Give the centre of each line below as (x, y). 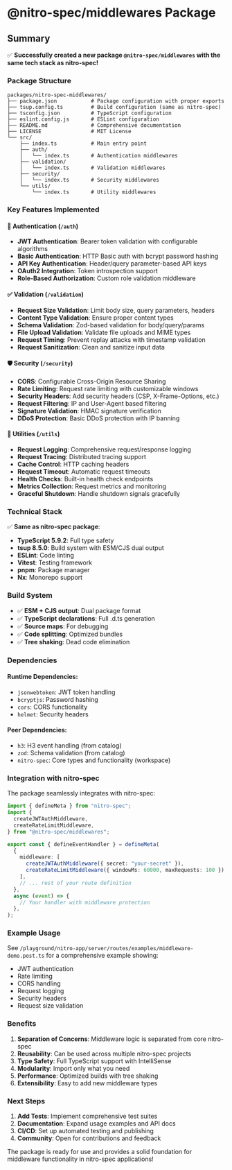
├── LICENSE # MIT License (69, 132)
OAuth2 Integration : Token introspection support (87, 271)
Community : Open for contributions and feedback (89, 1138)
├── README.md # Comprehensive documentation (94, 126)
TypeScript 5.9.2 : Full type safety (65, 541)
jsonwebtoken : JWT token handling (66, 692)
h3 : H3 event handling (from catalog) (69, 745)
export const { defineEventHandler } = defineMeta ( (83, 844)
